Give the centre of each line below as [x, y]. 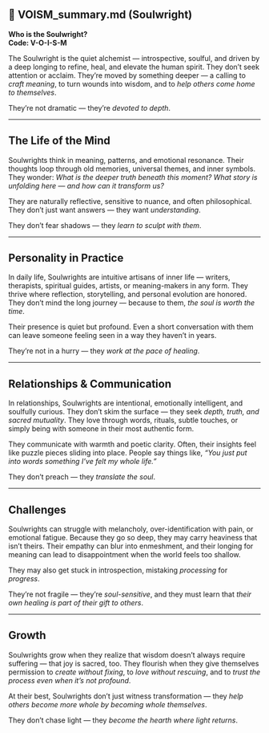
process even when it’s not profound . [70, 680]
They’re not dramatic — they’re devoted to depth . [89, 108]
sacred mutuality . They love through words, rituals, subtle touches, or [123, 420]
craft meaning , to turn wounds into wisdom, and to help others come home [132, 83]
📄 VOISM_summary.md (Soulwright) [100, 15]
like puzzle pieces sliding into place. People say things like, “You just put [128, 453]
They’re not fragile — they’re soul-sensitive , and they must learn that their [130, 594]
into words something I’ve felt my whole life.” [82, 462]
